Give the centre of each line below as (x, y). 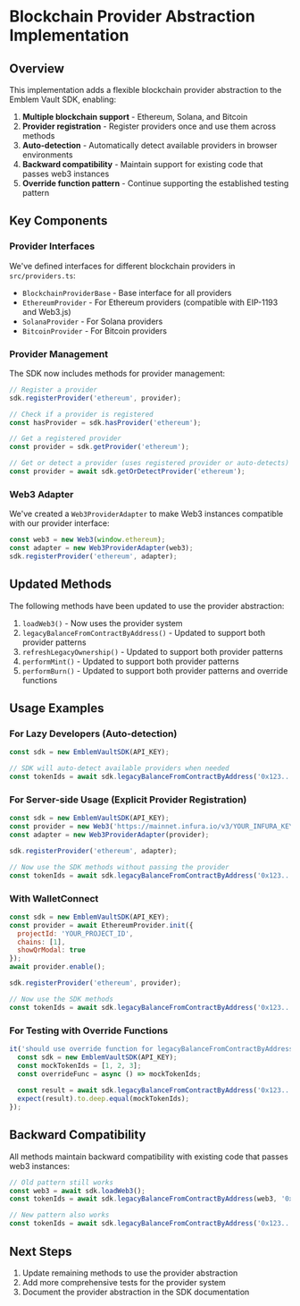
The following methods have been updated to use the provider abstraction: (147, 606)
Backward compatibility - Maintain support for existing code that (142, 164)
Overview (37, 68)
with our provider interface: (59, 523)
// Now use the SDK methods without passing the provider (119, 867)
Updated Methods (61, 585)
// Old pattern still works (62, 1183)
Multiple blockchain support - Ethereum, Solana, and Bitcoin (135, 117)
